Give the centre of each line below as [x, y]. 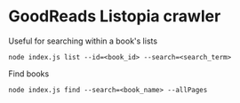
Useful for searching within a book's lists [83, 41]
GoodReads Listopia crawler [115, 16]
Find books [29, 74]
